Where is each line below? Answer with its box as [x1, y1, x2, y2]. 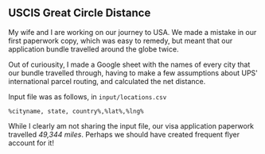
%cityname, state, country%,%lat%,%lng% [8, 107, 145, 115]
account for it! [8, 138, 54, 148]
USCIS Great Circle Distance [8, 6, 151, 20]
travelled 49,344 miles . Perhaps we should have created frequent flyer [8, 129, 240, 139]
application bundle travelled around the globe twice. [8, 44, 179, 54]
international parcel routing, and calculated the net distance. [8, 76, 206, 86]
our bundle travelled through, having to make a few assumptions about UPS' [8, 67, 259, 78]
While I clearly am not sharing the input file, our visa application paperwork [8, 121, 255, 130]
